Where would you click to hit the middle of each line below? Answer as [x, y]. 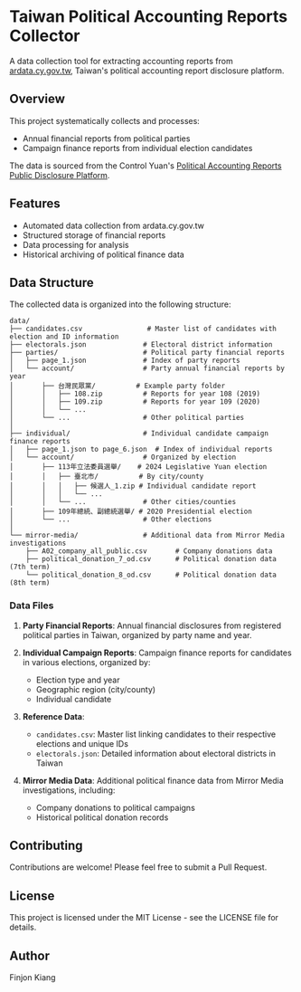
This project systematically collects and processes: [105, 120]
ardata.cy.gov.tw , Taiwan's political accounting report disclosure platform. [147, 71]
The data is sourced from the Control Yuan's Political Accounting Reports [146, 166]
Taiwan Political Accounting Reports [148, 17]
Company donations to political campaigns [116, 807]
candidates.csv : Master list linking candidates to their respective [156, 734]
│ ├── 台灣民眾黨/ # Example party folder [118, 386]
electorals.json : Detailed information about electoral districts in [155, 753]
